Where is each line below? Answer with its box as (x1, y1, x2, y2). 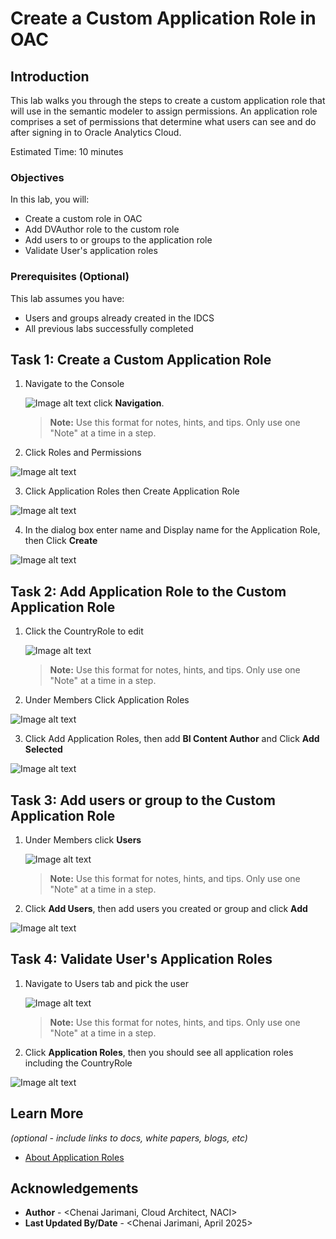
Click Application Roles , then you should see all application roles (24, 1046, 294, 1058)
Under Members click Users (24, 834, 142, 846)
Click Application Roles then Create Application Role (24, 485, 240, 497)
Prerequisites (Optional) (10, 270, 130, 284)
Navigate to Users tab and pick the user (24, 977, 189, 989)
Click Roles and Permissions (24, 447, 142, 459)
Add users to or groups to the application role (24, 234, 213, 246)
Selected (24, 743, 63, 756)
